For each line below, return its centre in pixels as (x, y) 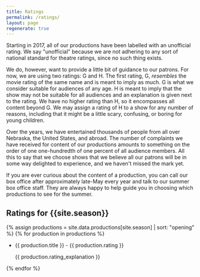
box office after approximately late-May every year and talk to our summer (98, 181)
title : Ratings (25, 12)
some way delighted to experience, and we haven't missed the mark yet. (96, 164)
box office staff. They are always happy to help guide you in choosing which (100, 188)
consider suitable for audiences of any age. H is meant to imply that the (94, 89)
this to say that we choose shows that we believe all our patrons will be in (96, 157)
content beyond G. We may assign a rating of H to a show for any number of (100, 107)
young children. (25, 121)
